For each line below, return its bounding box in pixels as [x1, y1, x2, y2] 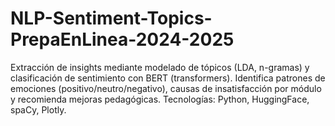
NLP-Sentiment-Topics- [10, 7, 213, 30]
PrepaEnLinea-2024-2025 [10, 28, 235, 51]
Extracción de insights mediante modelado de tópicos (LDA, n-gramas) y [10, 61, 310, 73]
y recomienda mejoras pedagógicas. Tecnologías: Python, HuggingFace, [10, 93, 310, 105]
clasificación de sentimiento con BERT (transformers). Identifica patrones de [10, 72, 326, 84]
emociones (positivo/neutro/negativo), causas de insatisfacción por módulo [10, 82, 322, 94]
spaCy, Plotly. [10, 103, 67, 116]
